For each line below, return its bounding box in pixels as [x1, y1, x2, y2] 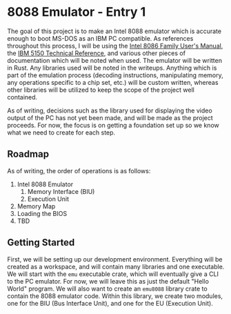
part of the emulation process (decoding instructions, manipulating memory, [7, 70, 223, 79]
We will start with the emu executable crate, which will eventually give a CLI [7, 270, 219, 278]
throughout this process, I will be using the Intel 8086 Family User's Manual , [7, 41, 223, 50]
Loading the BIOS [17, 209, 68, 217]
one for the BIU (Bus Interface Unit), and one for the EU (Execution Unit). [7, 299, 214, 307]
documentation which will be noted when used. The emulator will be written [7, 56, 223, 64]
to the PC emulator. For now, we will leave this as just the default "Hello [7, 277, 209, 285]
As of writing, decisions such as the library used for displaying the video [7, 106, 212, 115]
